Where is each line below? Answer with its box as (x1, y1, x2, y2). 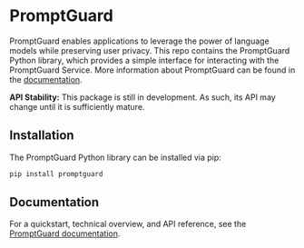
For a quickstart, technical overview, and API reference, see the (9, 219, 247, 230)
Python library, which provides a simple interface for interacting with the (9, 55, 279, 65)
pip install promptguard (9, 169, 103, 178)
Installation (9, 128, 74, 144)
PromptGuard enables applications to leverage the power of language (9, 35, 270, 46)
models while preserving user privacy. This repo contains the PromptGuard (9, 45, 290, 55)
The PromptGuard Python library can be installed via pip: (9, 152, 222, 163)
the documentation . (9, 74, 83, 84)
